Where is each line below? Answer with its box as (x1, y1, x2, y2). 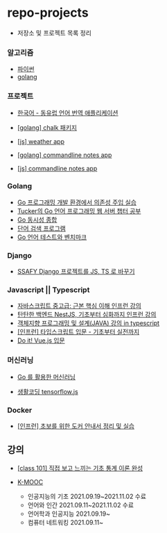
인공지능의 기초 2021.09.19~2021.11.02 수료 (27, 492, 147, 500)
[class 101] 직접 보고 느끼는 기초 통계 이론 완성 (17, 464, 143, 472)
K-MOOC (17, 477, 44, 486)
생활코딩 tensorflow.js (17, 387, 78, 395)
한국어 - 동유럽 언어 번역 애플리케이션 (17, 108, 119, 117)
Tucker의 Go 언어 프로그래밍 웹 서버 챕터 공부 (17, 206, 141, 215)
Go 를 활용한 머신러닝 (17, 372, 76, 381)
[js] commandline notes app (17, 164, 98, 172)
